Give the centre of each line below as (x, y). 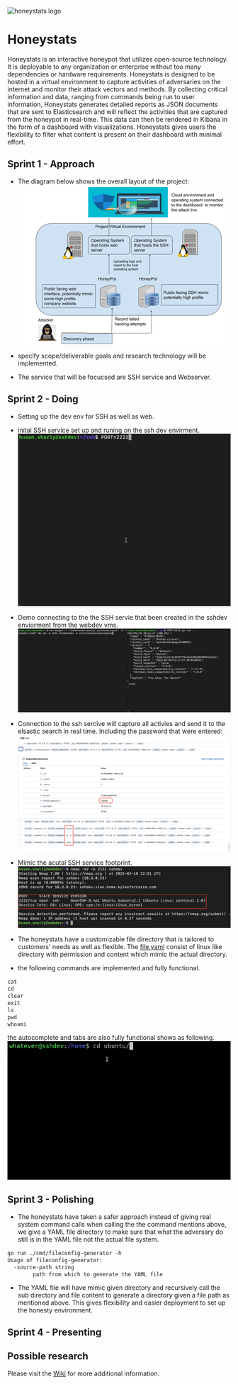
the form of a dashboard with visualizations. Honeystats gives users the (112, 127)
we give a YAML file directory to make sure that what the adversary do (120, 1232)
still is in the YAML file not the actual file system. (88, 1239)
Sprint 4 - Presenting (55, 1333)
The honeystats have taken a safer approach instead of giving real (114, 1216)
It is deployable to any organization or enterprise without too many (104, 67)
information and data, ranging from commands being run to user (101, 96)
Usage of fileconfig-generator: (55, 1260)
